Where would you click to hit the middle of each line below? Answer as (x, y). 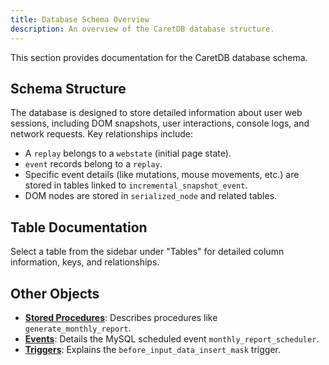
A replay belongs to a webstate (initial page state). (128, 153)
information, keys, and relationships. (85, 262)
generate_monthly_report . (78, 328)
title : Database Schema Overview (80, 19)
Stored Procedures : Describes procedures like (121, 317)
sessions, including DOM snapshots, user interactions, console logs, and (160, 123)
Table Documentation (79, 227)
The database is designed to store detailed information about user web (156, 113)
